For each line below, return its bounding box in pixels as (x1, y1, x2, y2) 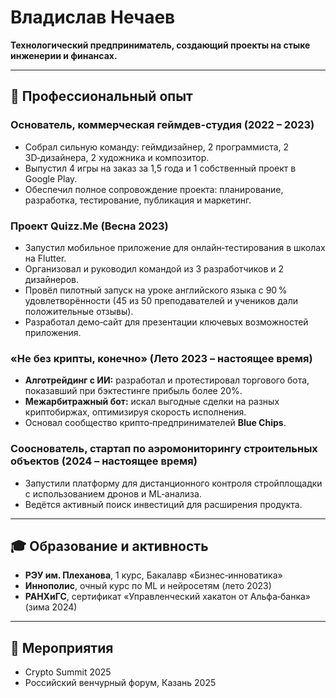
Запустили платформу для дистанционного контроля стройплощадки (24, 477, 323, 489)
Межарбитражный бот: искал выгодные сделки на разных (24, 396, 280, 408)
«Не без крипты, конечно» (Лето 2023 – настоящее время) (10, 351, 313, 365)
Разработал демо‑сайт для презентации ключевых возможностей (24, 316, 309, 328)
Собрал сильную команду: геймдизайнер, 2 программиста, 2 (24, 141, 290, 153)
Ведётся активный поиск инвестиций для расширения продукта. (24, 498, 303, 510)
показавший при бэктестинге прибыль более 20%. (24, 385, 243, 397)
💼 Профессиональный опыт (10, 88, 193, 105)
